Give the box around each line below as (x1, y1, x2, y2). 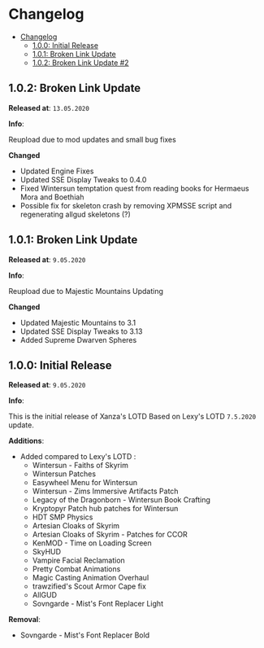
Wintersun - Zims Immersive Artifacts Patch (32, 486, 179, 497)
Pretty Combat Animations (32, 564, 121, 574)
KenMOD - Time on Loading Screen (32, 538, 152, 548)
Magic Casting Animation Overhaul (32, 573, 149, 583)
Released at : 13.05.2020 (8, 103, 89, 112)
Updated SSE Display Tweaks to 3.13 (19, 326, 143, 336)
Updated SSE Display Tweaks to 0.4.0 (19, 174, 147, 184)
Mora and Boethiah (19, 192, 84, 202)
